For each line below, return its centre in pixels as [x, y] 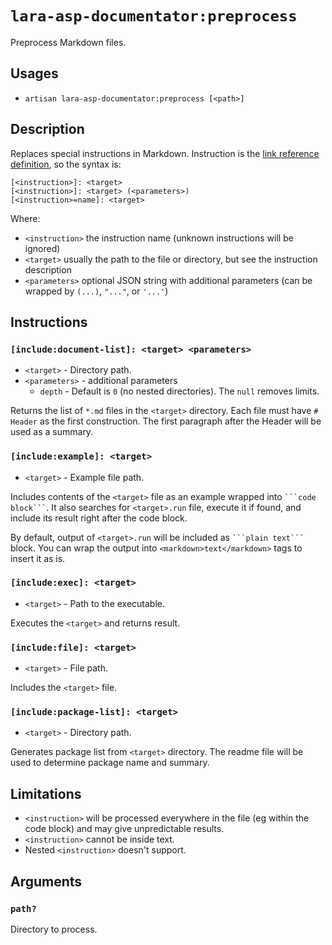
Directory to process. [54, 929]
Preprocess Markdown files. [68, 42]
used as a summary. [52, 432]
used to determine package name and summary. [110, 763]
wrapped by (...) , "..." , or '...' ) [96, 291]
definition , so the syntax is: [66, 164]
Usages [34, 73]
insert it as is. [38, 558]
